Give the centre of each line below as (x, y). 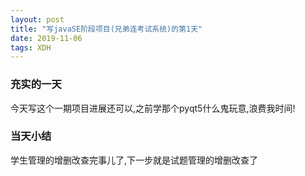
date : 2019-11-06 (46, 38)
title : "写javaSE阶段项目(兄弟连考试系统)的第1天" (106, 29)
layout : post (37, 19)
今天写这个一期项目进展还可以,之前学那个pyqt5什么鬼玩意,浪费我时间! (153, 108)
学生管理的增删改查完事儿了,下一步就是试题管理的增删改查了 (134, 160)
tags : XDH (31, 47)
